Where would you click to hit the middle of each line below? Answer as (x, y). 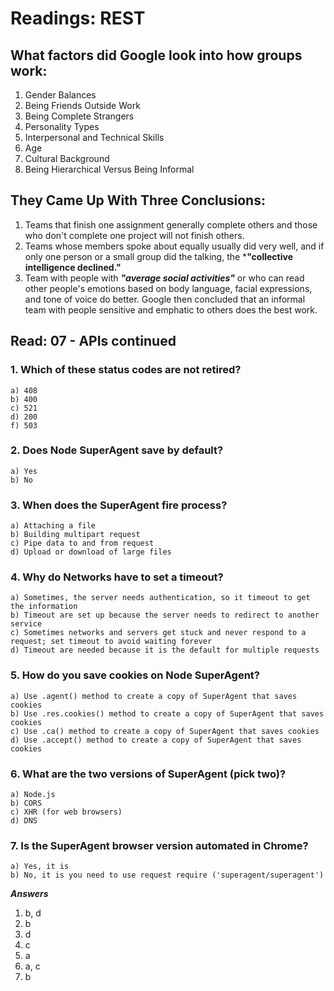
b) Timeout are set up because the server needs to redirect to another (165, 615)
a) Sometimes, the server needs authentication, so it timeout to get (160, 598)
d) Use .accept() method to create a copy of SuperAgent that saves (156, 740)
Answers (29, 894)
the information (44, 607)
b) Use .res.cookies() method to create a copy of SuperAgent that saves (167, 713)
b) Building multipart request (75, 535)
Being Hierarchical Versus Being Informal (109, 169)
